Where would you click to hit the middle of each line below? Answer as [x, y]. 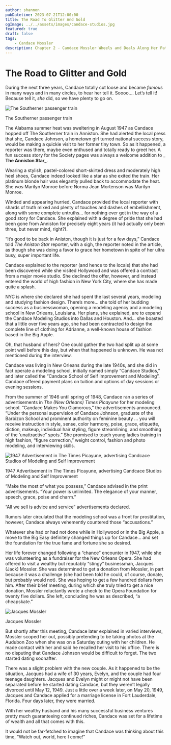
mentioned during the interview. [39, 355]
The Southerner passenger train [39, 118]
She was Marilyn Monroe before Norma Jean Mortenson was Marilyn [78, 186]
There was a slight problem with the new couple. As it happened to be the [83, 668]
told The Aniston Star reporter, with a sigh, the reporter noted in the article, [84, 244]
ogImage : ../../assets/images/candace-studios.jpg [60, 24]
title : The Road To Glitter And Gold [45, 19]
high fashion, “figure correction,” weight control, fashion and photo [76, 440]
